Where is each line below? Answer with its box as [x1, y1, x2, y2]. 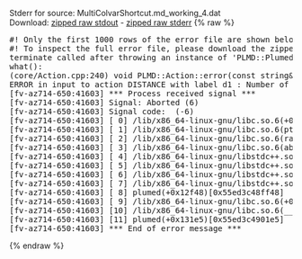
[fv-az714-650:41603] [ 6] [9, 170, 129, 179]
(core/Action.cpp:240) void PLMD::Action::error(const [9, 71, 256, 80]
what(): [9, 62, 43, 71]
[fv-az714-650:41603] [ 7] [9, 179, 129, 188]
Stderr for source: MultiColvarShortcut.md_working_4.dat [9, 8, 221, 18]
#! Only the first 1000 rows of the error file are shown [9, 35, 271, 44]
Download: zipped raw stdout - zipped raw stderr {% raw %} [9, 17, 235, 28]
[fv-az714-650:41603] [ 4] [9, 152, 129, 161]
